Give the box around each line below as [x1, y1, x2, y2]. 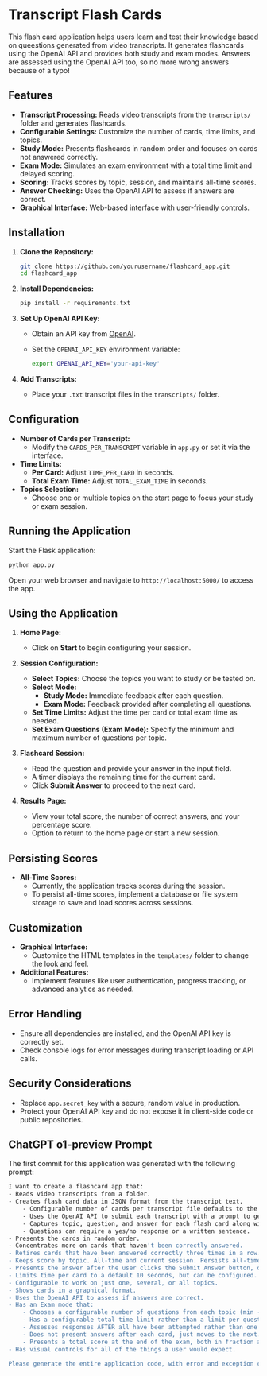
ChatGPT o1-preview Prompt [8, 1138, 153, 1152]
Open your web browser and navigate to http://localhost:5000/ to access [8, 575, 254, 585]
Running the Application [8, 525, 131, 538]
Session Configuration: [19, 658, 99, 669]
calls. [19, 1053, 37, 1063]
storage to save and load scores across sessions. [31, 898, 194, 908]
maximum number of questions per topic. [31, 733, 167, 742]
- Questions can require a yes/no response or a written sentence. [22, 1227, 250, 1235]
